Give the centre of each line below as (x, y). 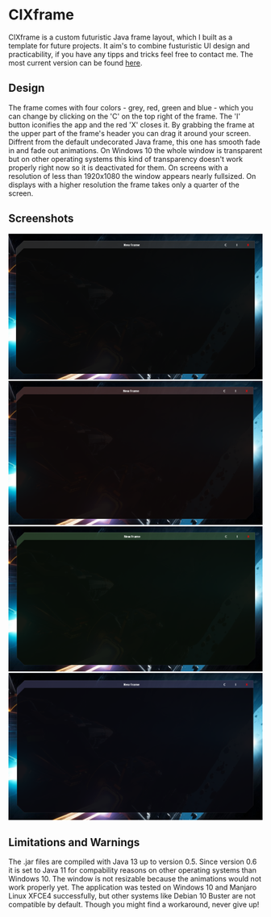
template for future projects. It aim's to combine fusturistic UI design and (129, 45)
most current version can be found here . (75, 63)
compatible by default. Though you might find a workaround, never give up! (134, 905)
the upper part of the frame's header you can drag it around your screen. (130, 133)
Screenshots (41, 219)
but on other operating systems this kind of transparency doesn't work (126, 159)
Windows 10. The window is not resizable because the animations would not (135, 879)
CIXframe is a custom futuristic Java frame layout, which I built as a (121, 37)
